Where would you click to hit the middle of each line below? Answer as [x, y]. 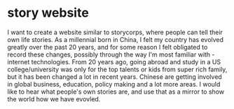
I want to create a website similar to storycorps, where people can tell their [115, 32]
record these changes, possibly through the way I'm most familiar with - [111, 54]
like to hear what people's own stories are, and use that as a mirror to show [116, 92]
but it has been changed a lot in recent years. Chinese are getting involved [115, 77]
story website [48, 13]
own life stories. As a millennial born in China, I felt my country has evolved [116, 39]
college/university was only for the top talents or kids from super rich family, [117, 69]
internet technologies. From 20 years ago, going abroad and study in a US [114, 61]
